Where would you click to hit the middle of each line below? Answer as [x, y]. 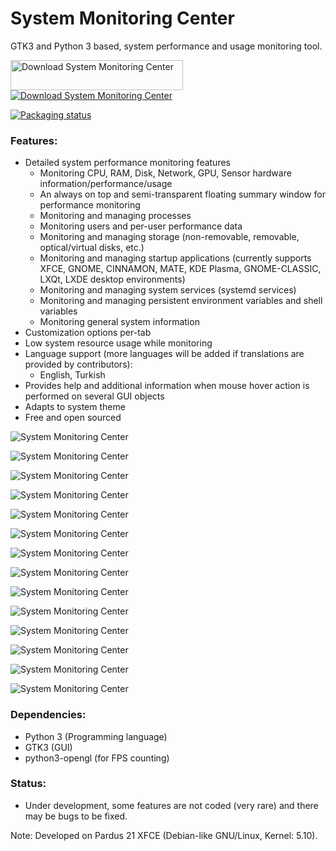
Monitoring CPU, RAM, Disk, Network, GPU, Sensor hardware [165, 173]
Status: [28, 784]
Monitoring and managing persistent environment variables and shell [181, 301]
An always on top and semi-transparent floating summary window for [182, 194]
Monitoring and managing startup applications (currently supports [175, 258]
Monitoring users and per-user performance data [141, 226]
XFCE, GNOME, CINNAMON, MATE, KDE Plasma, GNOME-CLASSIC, [180, 269]
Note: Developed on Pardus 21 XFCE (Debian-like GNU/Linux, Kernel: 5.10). [164, 835]
